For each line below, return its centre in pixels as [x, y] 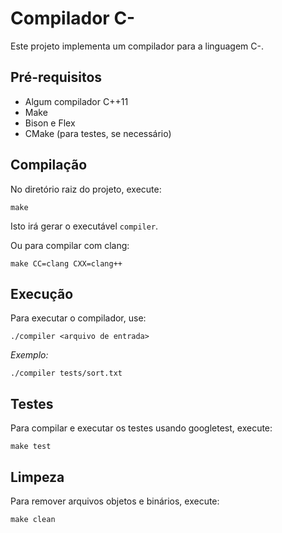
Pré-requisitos [56, 77]
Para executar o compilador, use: [78, 318]
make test [31, 447]
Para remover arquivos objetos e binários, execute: [115, 501]
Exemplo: [29, 355]
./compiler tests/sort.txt [66, 373]
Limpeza [37, 477]
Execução [42, 293]
